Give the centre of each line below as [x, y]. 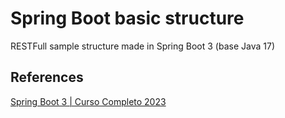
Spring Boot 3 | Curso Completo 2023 [88, 101]
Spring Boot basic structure [127, 18]
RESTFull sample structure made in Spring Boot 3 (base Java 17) [142, 46]
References [47, 77]
